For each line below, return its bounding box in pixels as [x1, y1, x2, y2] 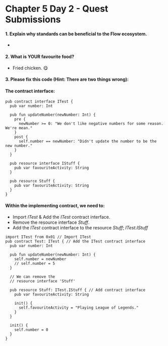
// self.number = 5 [14, 261, 55, 266]
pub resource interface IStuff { [10, 161, 80, 166]
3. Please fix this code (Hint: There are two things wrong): [5, 76, 129, 82]
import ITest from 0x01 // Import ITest [5, 234, 92, 239]
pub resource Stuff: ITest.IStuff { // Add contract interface [10, 287, 145, 292]
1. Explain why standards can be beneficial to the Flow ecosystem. [5, 31, 147, 37]
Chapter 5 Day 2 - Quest [5, 3, 108, 15]
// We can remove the [10, 274, 55, 279]
